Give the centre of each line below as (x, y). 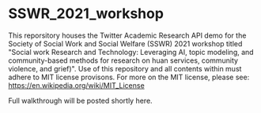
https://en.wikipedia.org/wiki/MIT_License (76, 85)
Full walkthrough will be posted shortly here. (80, 100)
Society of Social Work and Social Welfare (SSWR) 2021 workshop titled (125, 43)
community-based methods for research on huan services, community (123, 60)
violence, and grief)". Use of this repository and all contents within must (125, 68)
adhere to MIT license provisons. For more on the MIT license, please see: (129, 77)
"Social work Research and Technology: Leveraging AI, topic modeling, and (131, 52)
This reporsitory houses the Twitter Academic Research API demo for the (127, 35)
